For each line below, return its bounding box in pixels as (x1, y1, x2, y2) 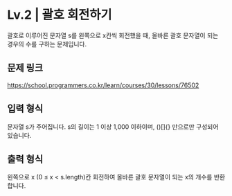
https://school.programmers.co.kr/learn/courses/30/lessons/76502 (7, 81, 199, 89)
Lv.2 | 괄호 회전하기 (7, 7, 112, 23)
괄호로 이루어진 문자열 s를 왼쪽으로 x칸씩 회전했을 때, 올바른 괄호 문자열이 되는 (7, 31, 219, 39)
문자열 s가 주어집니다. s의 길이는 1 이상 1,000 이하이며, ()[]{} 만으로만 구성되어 (7, 123, 219, 131)
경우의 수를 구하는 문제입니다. (7, 39, 87, 48)
